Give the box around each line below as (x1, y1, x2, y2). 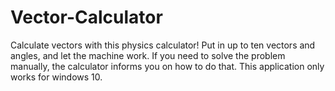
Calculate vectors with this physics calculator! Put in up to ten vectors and (10, 39, 316, 51)
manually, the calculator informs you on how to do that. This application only (10, 60, 325, 72)
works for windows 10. (10, 71, 103, 83)
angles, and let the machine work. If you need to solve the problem (10, 49, 286, 61)
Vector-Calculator (10, 6, 163, 29)
